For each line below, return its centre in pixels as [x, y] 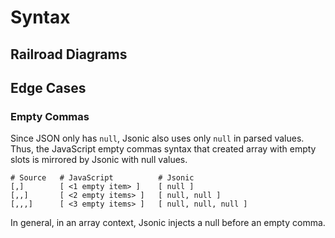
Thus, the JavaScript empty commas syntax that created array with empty [163, 149]
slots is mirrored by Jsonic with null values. [99, 160]
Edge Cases [48, 87]
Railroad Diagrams [69, 54]
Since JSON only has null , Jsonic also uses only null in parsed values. [157, 138]
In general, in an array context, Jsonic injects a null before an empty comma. [168, 223]
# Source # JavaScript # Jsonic [102, 178]
